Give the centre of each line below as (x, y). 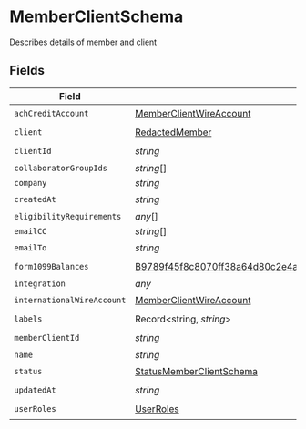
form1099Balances (51, 267)
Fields (27, 71)
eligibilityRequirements (68, 216)
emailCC (31, 231)
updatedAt (35, 390)
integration (40, 283)
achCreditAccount (51, 114)
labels (28, 319)
